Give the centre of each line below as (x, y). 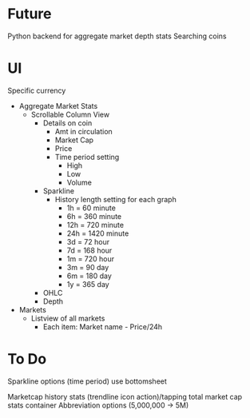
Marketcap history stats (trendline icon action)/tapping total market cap (125, 396)
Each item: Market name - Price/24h (103, 326)
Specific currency (37, 90)
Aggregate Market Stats (58, 105)
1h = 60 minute (91, 208)
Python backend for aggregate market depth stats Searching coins (117, 36)
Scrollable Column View (70, 114)
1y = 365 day (88, 284)
